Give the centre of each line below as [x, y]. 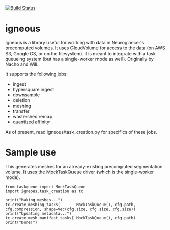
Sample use [31, 152]
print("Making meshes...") [34, 200]
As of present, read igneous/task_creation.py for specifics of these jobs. [81, 132]
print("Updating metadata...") [39, 213]
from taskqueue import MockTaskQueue [45, 187]
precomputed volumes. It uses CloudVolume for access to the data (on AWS [85, 48]
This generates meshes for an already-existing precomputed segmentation [84, 166]
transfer [21, 111]
